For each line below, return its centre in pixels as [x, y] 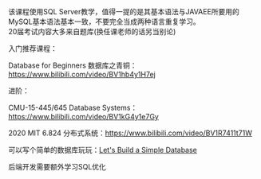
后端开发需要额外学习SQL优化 [57, 167]
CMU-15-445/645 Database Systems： [73, 107]
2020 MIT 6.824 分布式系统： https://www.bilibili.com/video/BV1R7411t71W [130, 133]
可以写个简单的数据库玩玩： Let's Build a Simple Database [103, 150]
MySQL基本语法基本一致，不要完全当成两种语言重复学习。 [105, 21]
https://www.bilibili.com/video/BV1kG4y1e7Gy [84, 117]
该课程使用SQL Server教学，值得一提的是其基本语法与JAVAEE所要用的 [124, 12]
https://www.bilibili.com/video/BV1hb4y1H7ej [82, 74]
